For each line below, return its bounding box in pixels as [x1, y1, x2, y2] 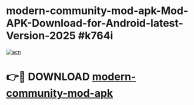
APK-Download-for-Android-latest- [6, 16, 183, 30]
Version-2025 [6, 29, 76, 42]
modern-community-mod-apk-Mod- [6, 4, 189, 18]
